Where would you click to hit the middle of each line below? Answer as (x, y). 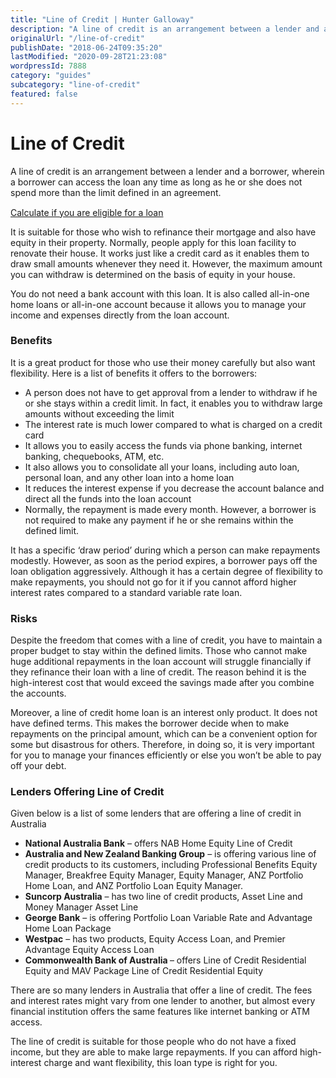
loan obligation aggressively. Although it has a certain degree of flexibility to (166, 571)
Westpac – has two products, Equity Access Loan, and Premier (155, 939)
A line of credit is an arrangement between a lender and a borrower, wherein (167, 171)
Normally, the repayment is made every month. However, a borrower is (170, 509)
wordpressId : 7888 (48, 66)
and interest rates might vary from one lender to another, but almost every (163, 1001)
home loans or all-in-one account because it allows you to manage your (158, 304)
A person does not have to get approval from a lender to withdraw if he (171, 392)
